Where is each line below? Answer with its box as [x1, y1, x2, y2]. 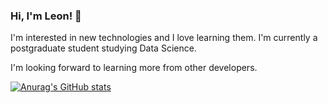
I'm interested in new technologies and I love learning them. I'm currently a [10, 32, 318, 44]
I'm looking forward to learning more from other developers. [10, 62, 258, 74]
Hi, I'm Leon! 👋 [10, 9, 82, 23]
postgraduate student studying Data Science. [10, 42, 197, 54]
